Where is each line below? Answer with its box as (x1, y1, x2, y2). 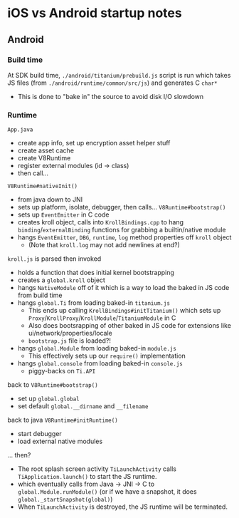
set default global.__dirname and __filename (17, 402, 149, 410)
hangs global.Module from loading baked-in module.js (17, 344, 176, 353)
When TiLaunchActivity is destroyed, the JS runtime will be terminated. (17, 502, 228, 511)
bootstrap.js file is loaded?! (28, 336, 112, 345)
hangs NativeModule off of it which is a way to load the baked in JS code (17, 284, 230, 292)
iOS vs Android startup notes (7, 5, 183, 21)
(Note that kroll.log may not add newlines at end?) (28, 241, 180, 249)
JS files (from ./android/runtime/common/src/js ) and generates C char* (7, 78, 218, 87)
